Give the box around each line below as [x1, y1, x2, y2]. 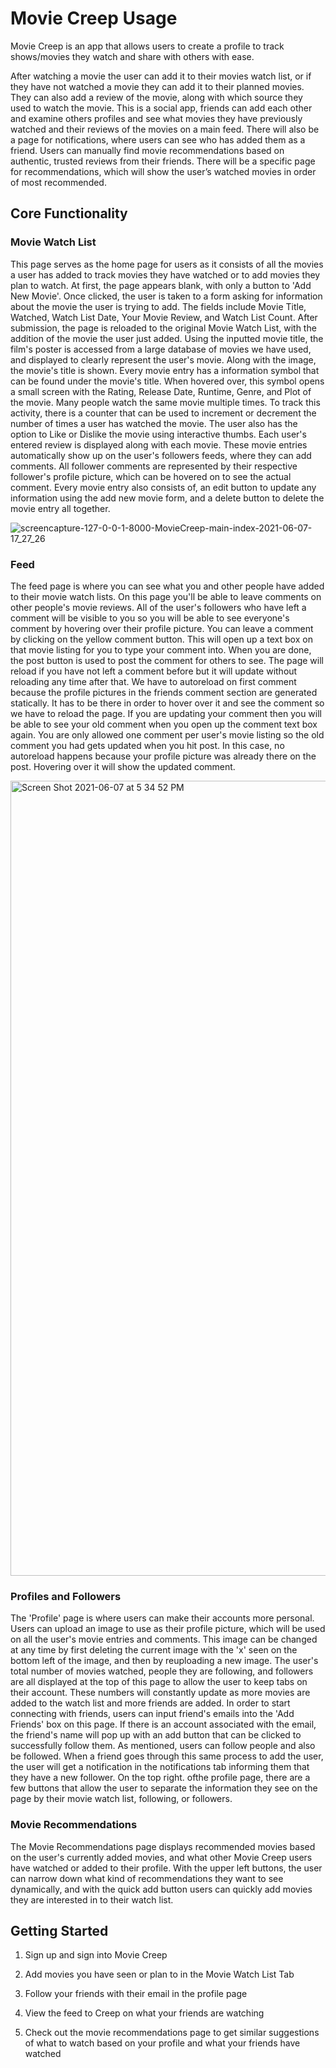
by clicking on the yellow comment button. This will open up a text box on [10, 633, 313, 645]
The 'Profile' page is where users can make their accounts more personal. [10, 1612, 315, 1624]
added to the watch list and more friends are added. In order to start [10, 1697, 291, 1709]
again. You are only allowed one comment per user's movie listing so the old [10, 728, 325, 741]
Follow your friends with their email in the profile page [24, 1988, 248, 2000]
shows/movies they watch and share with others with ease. [10, 50, 255, 62]
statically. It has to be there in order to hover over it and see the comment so [10, 697, 325, 709]
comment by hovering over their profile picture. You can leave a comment [10, 622, 314, 634]
